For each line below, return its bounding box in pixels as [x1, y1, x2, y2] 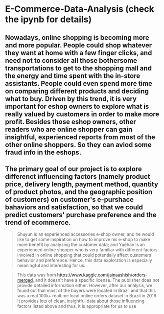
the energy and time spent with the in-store [5, 72, 141, 80]
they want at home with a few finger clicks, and [5, 48, 152, 57]
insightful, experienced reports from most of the [5, 133, 156, 141]
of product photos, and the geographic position [5, 188, 153, 196]
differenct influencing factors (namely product [5, 172, 150, 181]
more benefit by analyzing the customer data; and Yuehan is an [17, 242, 145, 248]
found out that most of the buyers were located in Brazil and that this [17, 288, 156, 293]
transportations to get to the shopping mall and [5, 64, 152, 72]
